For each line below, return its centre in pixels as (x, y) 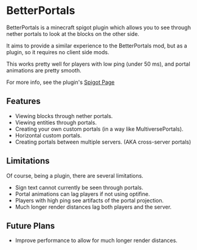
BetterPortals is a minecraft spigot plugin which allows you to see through (99, 27)
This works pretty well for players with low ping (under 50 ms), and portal (98, 64)
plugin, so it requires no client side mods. (58, 52)
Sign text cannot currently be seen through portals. (79, 187)
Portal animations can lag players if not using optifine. (82, 194)
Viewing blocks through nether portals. (64, 116)
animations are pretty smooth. (44, 70)
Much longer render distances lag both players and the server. (93, 207)
